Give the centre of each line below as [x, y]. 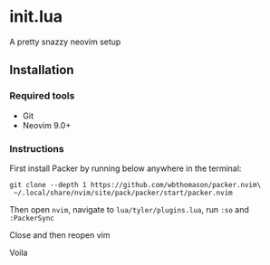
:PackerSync [32, 218]
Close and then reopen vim [60, 235]
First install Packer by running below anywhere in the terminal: [125, 168]
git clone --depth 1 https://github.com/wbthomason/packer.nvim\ [135, 185]
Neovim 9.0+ [47, 125]
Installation [42, 70]
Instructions [37, 148]
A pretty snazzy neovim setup [65, 42]
